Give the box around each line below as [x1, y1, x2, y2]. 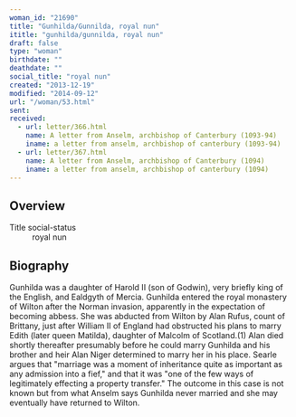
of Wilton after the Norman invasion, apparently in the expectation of [9, 301, 265, 312]
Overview [9, 198, 66, 213]
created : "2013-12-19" [9, 81, 95, 90]
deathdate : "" [9, 64, 63, 73]
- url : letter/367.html [17, 147, 107, 156]
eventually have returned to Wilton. [9, 397, 140, 408]
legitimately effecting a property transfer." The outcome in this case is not [9, 378, 284, 389]
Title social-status [9, 223, 77, 233]
